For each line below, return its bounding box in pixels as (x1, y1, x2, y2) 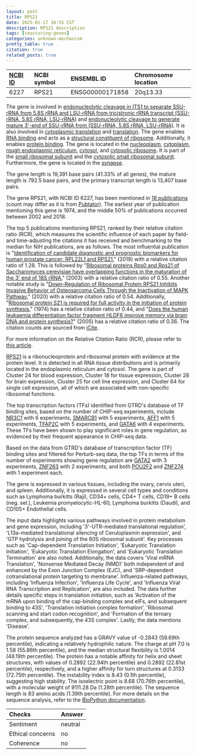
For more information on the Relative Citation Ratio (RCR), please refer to (6, 335, 182, 342)
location (134, 78, 158, 86)
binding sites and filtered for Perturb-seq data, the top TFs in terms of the (6, 450, 184, 457)
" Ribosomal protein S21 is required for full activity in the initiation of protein (6, 299, 187, 306)
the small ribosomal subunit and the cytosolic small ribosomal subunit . (6, 153, 176, 160)
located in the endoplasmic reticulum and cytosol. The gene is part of (6, 365, 174, 372)
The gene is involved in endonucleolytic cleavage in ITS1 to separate (6, 103, 172, 110)
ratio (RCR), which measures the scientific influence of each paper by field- (6, 230, 189, 237)
